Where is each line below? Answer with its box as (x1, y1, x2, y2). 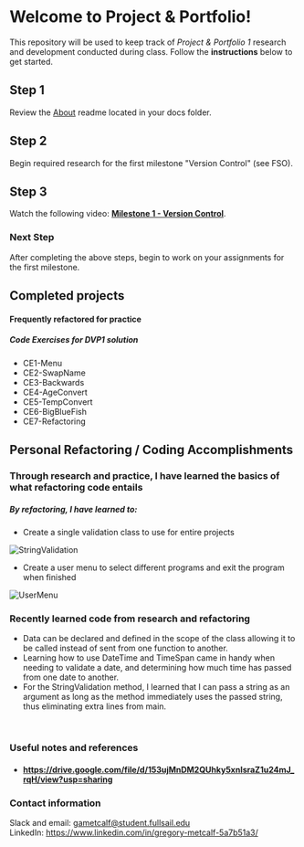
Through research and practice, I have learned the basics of (9, 469, 280, 482)
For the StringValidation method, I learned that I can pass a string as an (22, 682, 290, 693)
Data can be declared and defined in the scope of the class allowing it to (22, 633, 296, 644)
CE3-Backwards (22, 376, 85, 387)
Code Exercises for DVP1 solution (9, 334, 139, 345)
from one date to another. (22, 672, 120, 683)
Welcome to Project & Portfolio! (9, 6, 252, 27)
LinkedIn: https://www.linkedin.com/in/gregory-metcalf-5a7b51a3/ (9, 827, 258, 838)
